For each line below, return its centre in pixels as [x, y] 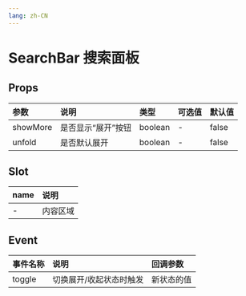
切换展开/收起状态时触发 [98, 280]
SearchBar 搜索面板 [74, 58]
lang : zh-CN [28, 16]
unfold [24, 142]
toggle [24, 279]
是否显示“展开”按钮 [96, 128]
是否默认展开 [84, 143]
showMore [32, 127]
